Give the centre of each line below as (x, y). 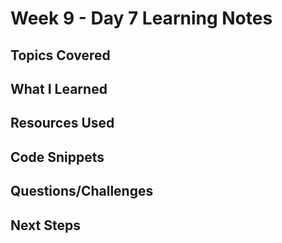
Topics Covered (60, 55)
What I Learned (59, 88)
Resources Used (62, 123)
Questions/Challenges (82, 191)
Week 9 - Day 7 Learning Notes (141, 18)
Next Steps (45, 225)
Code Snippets (57, 157)
